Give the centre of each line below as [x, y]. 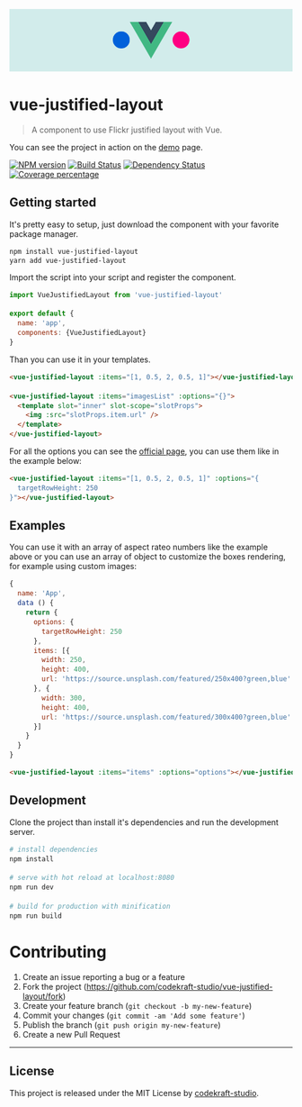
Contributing [58, 952]
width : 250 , [64, 660]
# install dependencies [54, 849]
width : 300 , [64, 698]
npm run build [36, 916]
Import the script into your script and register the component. [123, 277]
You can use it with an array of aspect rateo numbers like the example [138, 547]
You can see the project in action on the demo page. [107, 147]
